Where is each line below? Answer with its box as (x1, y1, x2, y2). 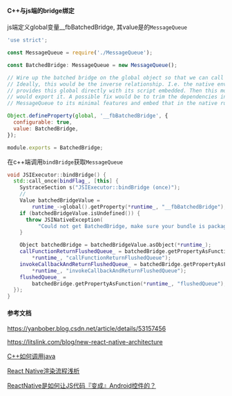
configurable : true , (13, 119, 72, 126)
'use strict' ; (7, 37, 48, 44)
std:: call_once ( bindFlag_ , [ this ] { (13, 178, 119, 185)
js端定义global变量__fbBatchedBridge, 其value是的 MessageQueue (7, 23, 188, 31)
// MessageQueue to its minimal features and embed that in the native (7, 100, 217, 107)
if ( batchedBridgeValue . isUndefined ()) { (19, 209, 140, 217)
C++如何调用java (7, 352, 56, 361)
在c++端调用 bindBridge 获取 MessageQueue (7, 158, 124, 166)
